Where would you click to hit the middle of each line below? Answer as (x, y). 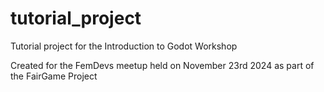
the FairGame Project (54, 76)
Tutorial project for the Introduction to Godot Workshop (124, 46)
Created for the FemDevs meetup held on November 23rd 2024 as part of (162, 65)
